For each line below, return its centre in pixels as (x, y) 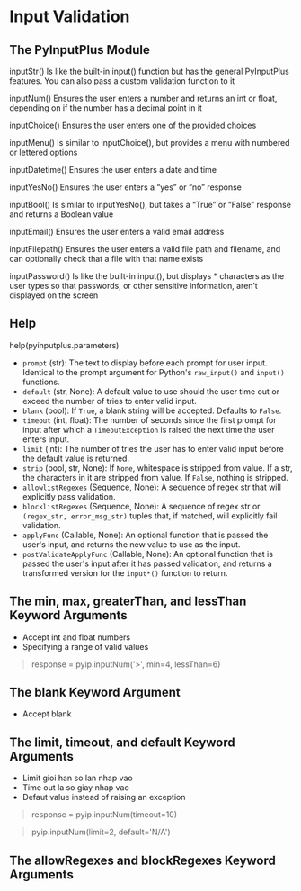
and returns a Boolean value (62, 214)
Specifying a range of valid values (85, 646)
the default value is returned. (76, 458)
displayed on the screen (54, 295)
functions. (41, 382)
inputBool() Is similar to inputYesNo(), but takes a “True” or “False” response (150, 205)
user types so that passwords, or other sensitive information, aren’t (133, 286)
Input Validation (70, 17)
